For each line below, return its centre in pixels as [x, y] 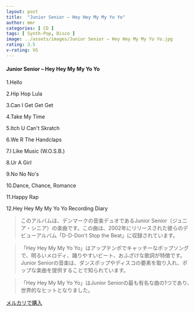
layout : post [22, 12]
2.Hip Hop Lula [24, 94]
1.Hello [14, 82]
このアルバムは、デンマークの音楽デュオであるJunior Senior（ [96, 220]
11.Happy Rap [22, 197]
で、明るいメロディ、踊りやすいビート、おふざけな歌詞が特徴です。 [103, 255]
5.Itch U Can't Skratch [33, 128]
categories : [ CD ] [30, 28]
